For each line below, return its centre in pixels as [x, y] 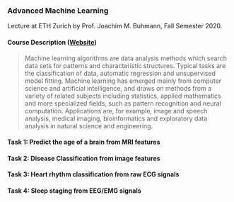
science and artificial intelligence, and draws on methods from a [118, 88]
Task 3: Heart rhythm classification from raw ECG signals [93, 174]
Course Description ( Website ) [52, 42]
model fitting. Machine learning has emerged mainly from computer [123, 81]
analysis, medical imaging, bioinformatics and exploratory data [116, 118]
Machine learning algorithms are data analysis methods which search [126, 58]
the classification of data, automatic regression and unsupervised [120, 73]
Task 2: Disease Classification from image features [84, 158]
